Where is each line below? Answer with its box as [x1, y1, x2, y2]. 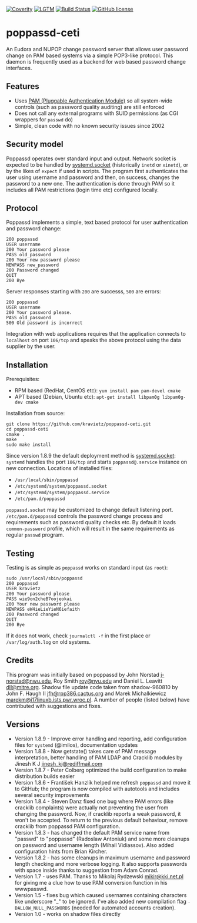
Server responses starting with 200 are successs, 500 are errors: [6, 288, 161, 295]
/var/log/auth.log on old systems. [6, 639, 91, 645]
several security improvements [14, 791, 90, 798]
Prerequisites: [6, 376, 40, 383]
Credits [6, 656, 34, 666]
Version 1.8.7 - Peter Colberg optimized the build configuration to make [14, 766, 187, 773]
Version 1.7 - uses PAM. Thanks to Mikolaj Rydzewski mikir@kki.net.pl [14, 872, 184, 880]
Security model [6, 139, 64, 150]
